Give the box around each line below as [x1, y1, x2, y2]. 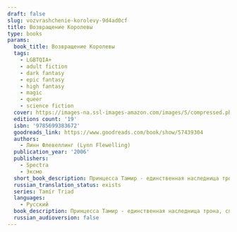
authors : [13, 135, 39, 142]
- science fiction [20, 103, 74, 110]
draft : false [7, 10, 46, 18]
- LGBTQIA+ [20, 57, 52, 64]
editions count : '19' [13, 115, 78, 122]
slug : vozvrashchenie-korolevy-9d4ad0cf [7, 17, 128, 24]
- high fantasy [20, 83, 65, 90]
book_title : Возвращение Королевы [13, 43, 115, 50]
